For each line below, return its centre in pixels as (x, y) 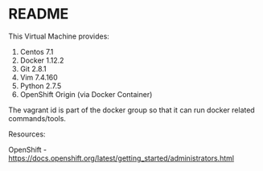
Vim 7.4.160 (39, 77)
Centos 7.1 (37, 51)
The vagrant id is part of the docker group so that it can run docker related (131, 110)
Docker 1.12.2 (42, 60)
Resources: (27, 134)
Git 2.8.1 (33, 68)
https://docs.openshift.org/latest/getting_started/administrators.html (121, 158)
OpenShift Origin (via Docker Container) (86, 94)
